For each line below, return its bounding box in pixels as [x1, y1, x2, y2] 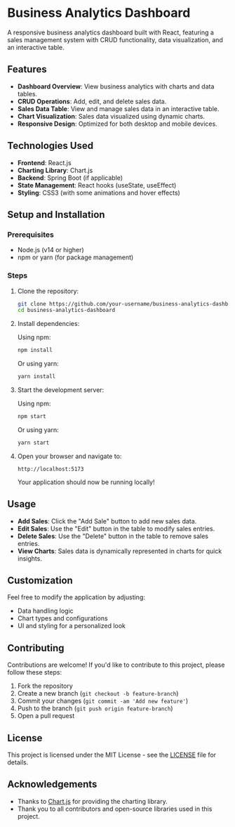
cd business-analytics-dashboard [17, 307, 116, 314]
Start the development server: [17, 386, 105, 394]
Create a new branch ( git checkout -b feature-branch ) [17, 689, 179, 698]
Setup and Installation [7, 209, 105, 221]
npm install [17, 346, 53, 354]
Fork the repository [17, 682, 74, 690]
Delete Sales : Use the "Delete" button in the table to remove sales [17, 532, 209, 540]
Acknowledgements [7, 779, 98, 790]
